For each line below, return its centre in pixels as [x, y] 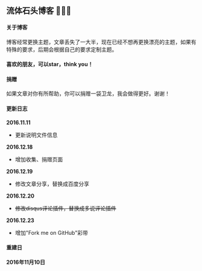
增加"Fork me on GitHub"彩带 [52, 232]
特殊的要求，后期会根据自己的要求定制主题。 [62, 49]
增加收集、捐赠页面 [39, 159]
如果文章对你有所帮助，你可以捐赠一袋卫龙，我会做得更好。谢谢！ [88, 94]
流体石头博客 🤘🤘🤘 [39, 11]
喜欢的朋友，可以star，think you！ [50, 64]
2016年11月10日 [26, 262]
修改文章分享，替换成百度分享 [52, 184]
